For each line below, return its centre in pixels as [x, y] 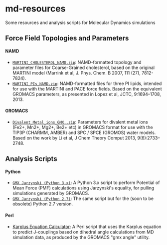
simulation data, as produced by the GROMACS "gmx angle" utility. [81, 237]
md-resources [35, 9]
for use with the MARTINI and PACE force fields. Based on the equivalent [87, 88]
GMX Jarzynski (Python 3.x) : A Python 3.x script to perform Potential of [86, 182]
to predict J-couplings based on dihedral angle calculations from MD [83, 232]
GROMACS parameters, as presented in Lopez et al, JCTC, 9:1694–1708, [86, 94]
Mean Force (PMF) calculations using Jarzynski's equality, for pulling [83, 188]
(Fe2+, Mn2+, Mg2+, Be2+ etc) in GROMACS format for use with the [83, 127]
